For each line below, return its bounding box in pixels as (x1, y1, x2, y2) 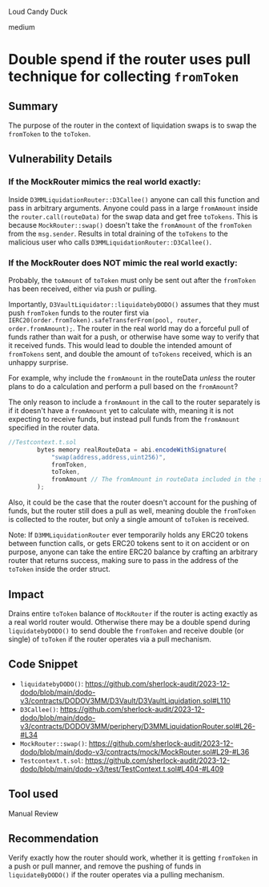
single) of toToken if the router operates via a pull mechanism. (8, 634, 212, 644)
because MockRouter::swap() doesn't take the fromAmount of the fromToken (8, 220, 252, 229)
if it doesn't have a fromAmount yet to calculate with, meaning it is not (8, 405, 234, 415)
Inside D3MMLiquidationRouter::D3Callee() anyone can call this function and (8, 194, 260, 204)
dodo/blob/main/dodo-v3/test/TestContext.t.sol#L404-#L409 (19, 763, 224, 773)
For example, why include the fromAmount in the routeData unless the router (8, 373, 256, 383)
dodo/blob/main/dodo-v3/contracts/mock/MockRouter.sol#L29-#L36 (19, 747, 250, 756)
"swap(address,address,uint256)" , (50, 453, 167, 461)
